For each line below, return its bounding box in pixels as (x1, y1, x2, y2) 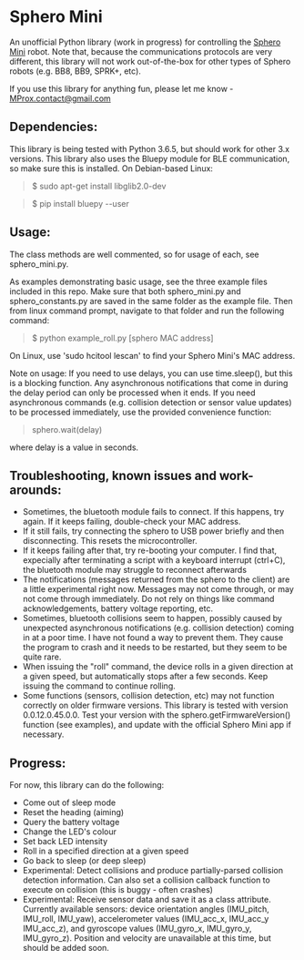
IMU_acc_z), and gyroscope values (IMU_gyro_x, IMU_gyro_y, (22, 923, 252, 934)
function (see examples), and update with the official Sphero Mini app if (22, 720, 291, 730)
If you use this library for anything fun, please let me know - (9, 83, 234, 94)
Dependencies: (9, 119, 98, 135)
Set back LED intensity (22, 836, 108, 847)
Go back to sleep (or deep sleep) (22, 855, 147, 866)
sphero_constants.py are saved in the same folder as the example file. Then (9, 295, 293, 306)
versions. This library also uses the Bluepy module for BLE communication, (9, 153, 290, 164)
